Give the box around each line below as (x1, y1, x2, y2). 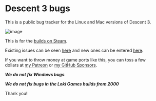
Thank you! (5, 90, 28, 96)
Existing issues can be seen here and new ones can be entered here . (5, 47, 144, 53)
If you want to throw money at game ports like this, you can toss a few (5, 57, 146, 62)
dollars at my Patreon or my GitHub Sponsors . (5, 62, 97, 68)
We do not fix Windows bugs (5, 71, 65, 77)
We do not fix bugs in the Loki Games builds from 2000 (5, 81, 119, 87)
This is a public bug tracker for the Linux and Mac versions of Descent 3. (5, 19, 151, 25)
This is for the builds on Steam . (5, 38, 68, 44)
